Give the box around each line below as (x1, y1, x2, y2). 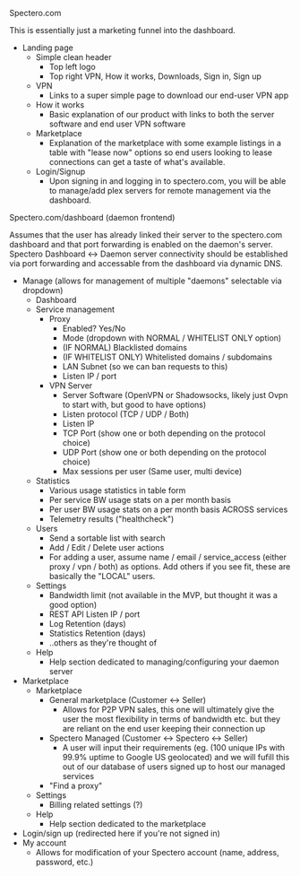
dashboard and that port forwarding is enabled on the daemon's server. (9, 239, 273, 249)
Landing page (21, 42, 73, 53)
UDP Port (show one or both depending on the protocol (62, 447, 267, 457)
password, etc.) (35, 856, 94, 867)
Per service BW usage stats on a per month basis (48, 495, 231, 505)
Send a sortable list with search (48, 533, 166, 543)
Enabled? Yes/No (62, 323, 126, 334)
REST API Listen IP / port (48, 609, 141, 620)
